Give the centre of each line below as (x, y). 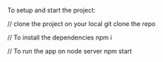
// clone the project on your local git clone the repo (81, 24)
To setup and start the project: (51, 10)
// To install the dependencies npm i (60, 37)
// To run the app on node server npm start (70, 51)
